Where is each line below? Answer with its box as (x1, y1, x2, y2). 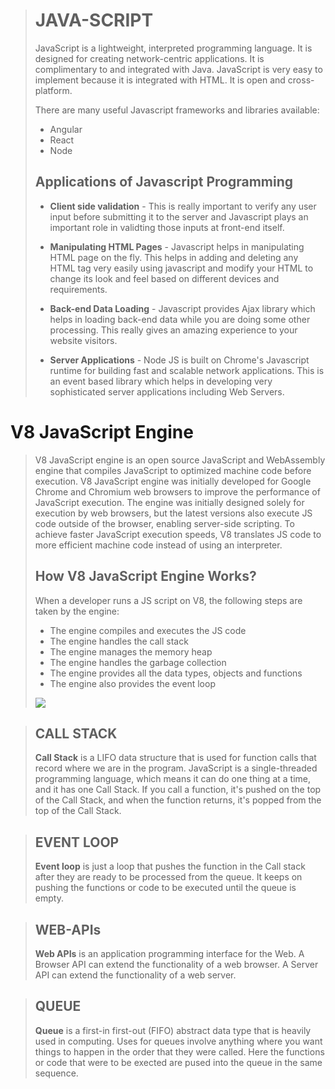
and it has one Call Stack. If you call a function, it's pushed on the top (34, 784, 322, 796)
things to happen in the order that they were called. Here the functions (34, 1045, 325, 1058)
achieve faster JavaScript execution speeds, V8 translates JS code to (34, 528, 322, 540)
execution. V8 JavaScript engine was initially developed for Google (34, 475, 312, 487)
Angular (49, 123, 83, 135)
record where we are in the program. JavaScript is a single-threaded (34, 762, 318, 774)
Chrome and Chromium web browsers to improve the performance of (34, 485, 321, 498)
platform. (34, 84, 73, 96)
